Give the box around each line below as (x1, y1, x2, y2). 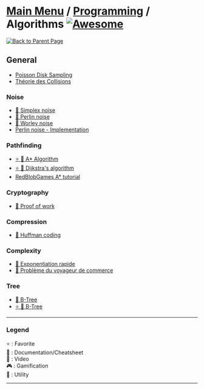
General (6, 55, 38, 65)
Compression (6, 217, 47, 226)
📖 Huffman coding (15, 231, 61, 239)
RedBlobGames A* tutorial (15, 173, 81, 181)
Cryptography (6, 189, 49, 197)
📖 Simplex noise (15, 106, 56, 114)
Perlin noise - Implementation (15, 126, 89, 133)
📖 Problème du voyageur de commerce (15, 266, 114, 274)
